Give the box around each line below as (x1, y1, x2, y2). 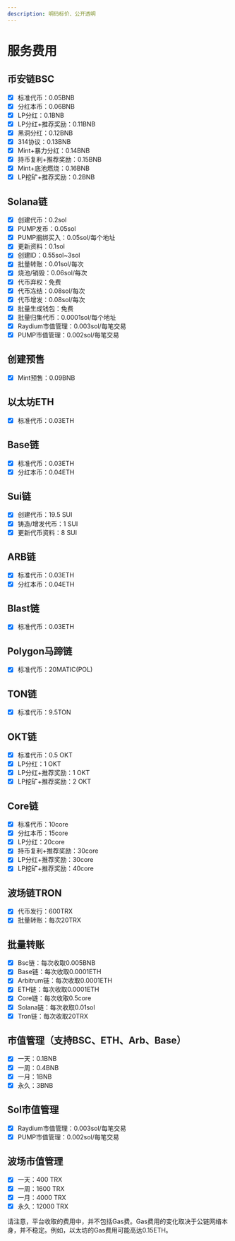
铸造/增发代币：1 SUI (17, 520, 78, 528)
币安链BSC (7, 73, 55, 85)
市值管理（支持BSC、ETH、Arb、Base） (7, 1035, 186, 1047)
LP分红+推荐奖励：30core (17, 856, 94, 864)
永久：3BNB (17, 1081, 54, 1089)
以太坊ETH (7, 396, 54, 408)
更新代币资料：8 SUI (17, 528, 78, 536)
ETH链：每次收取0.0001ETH (17, 985, 100, 994)
